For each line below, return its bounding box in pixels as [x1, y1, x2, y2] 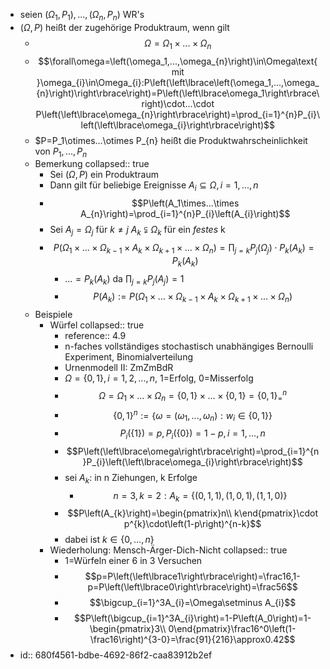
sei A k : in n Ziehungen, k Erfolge [64, 471, 198, 486]
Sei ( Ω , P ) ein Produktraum [49, 169, 159, 181]
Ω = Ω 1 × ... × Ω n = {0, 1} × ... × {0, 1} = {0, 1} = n [98, 388, 288, 404]
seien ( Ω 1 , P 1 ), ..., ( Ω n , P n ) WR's [19, 9, 145, 23]
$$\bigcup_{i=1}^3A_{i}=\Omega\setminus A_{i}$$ [89, 597, 297, 609]
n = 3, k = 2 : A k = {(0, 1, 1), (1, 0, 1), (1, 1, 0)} [113, 489, 288, 504]
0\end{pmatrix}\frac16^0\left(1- [168, 623, 297, 635]
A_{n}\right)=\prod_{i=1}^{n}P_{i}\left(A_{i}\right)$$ [79, 208, 291, 220]
